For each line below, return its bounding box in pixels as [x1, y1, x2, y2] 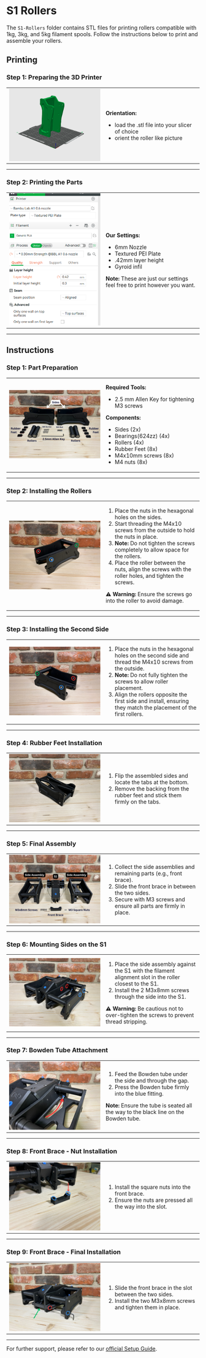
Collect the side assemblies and [114, 863, 195, 870]
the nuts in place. [114, 533, 158, 540]
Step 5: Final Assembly [6, 839, 77, 848]
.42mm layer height [114, 256, 164, 264]
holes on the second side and [114, 652, 189, 659]
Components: [105, 414, 141, 422]
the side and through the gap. [114, 1077, 189, 1084]
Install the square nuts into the [114, 1183, 191, 1191]
